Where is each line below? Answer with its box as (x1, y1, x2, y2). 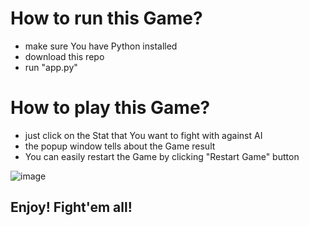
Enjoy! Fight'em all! (10, 199, 133, 216)
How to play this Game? (10, 97, 211, 119)
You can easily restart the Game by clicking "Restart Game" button (24, 150, 300, 162)
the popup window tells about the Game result (24, 140, 216, 152)
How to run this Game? (10, 7, 203, 30)
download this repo (24, 50, 105, 62)
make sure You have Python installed (24, 40, 178, 52)
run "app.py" (24, 61, 78, 73)
